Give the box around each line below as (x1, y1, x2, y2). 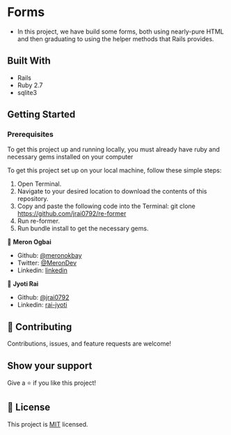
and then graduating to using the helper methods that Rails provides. (17, 34, 214, 43)
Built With (7, 55, 51, 67)
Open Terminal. (17, 179, 62, 189)
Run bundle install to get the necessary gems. (17, 224, 149, 233)
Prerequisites (7, 130, 54, 140)
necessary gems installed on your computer (7, 153, 134, 161)
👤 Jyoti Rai (7, 280, 39, 288)
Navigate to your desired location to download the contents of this (17, 187, 207, 196)
